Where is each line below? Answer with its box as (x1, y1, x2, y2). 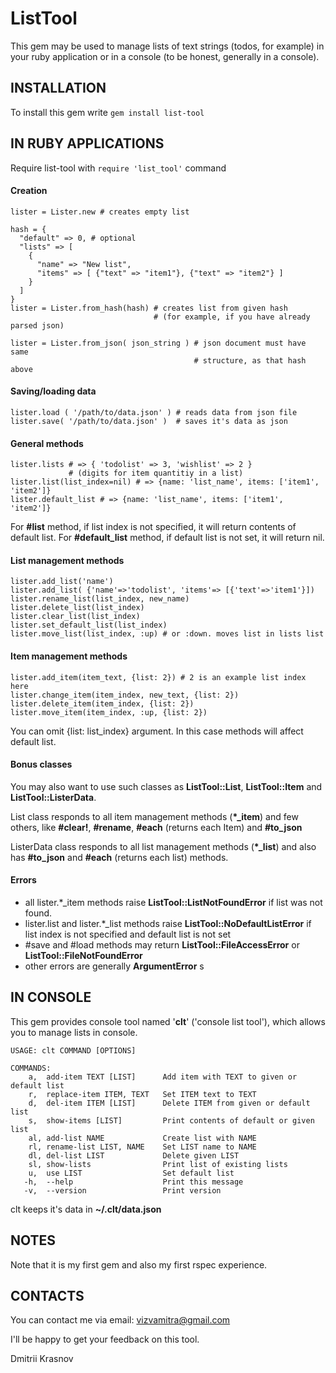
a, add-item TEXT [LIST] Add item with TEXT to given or (28, 1072, 298, 1082)
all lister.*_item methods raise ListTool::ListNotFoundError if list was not (24, 896, 323, 908)
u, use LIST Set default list (28, 1168, 235, 1178)
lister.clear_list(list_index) (10, 612, 141, 622)
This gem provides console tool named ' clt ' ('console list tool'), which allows (10, 1015, 326, 1027)
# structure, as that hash (193, 355, 307, 366)
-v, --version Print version (23, 1185, 222, 1196)
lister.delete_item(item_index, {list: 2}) (10, 698, 195, 709)
